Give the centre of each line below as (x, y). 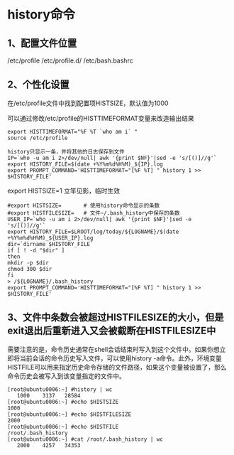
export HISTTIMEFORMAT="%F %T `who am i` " (73, 132)
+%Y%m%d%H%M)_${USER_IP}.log (50, 238)
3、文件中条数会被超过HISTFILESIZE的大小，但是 (116, 317)
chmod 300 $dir (30, 269)
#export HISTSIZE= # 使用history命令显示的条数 (84, 205)
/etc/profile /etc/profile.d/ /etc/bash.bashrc (70, 60)
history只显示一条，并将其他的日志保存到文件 (66, 151)
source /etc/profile (38, 138)
